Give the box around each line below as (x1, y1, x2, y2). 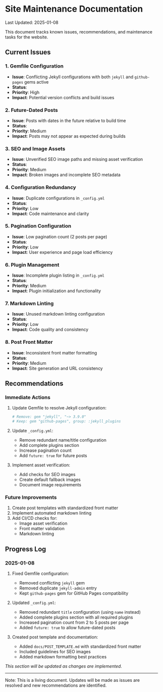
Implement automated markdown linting (12, 510, 92, 516)
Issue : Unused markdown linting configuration (12, 311, 105, 317)
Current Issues (5, 48, 51, 56)
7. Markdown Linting (5, 300, 54, 307)
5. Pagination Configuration (5, 223, 71, 230)
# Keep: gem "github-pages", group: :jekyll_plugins (12, 419, 121, 424)
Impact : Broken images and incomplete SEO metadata (12, 172, 121, 178)
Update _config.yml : (12, 428, 53, 434)
